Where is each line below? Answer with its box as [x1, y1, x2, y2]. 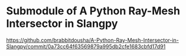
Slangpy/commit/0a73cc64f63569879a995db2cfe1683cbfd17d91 [6, 43, 166, 50]
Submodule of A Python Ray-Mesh [6, 4, 180, 18]
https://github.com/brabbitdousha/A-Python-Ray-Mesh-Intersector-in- [6, 36, 179, 43]
